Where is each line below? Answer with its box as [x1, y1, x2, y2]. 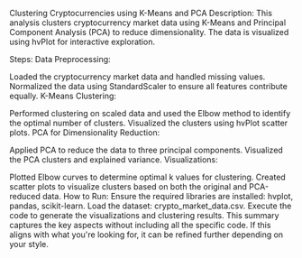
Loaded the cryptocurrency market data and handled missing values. [9, 71, 266, 82]
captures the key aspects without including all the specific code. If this [9, 220, 271, 230]
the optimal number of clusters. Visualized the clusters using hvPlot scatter [9, 117, 288, 128]
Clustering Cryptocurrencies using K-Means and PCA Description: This [9, 8, 273, 18]
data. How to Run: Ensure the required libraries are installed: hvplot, [41, 191, 294, 201]
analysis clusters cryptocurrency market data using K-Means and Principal [9, 17, 287, 28]
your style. [9, 239, 50, 249]
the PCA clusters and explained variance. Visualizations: [9, 154, 218, 165]
